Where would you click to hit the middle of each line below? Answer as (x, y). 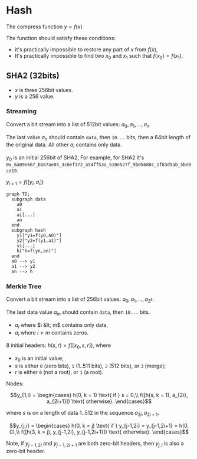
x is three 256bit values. (44, 90)
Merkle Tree (24, 286)
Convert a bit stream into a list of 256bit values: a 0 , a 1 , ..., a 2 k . (80, 300)
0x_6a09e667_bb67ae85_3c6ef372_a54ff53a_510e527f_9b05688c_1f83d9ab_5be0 (99, 165)
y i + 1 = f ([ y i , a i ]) (25, 182)
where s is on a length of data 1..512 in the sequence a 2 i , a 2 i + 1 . (83, 413)
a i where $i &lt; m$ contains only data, (61, 325)
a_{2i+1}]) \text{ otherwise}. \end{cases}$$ (99, 401)
